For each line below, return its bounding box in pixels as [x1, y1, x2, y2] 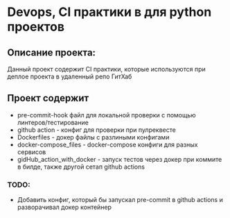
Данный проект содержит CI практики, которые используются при [7, 65, 206, 73]
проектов [7, 19, 64, 35]
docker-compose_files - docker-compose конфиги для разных [17, 140, 198, 149]
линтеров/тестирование [17, 118, 89, 126]
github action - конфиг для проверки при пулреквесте [17, 126, 177, 134]
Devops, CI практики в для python [7, 4, 212, 20]
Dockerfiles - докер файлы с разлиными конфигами [17, 133, 170, 141]
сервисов [17, 147, 46, 156]
